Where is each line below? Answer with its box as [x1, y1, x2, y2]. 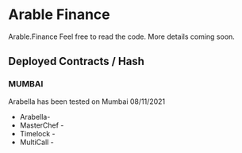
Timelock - [19, 128, 56, 138]
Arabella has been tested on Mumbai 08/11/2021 [8, 97, 166, 106]
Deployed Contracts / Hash [8, 55, 145, 68]
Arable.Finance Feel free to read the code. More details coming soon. [8, 32, 236, 41]
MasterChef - [19, 120, 64, 130]
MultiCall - [19, 137, 54, 147]
